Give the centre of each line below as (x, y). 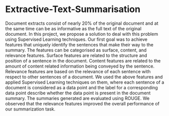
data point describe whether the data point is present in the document (78, 93)
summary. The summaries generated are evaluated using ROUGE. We (77, 98)
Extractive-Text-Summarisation (73, 9)
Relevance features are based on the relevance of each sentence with (78, 71)
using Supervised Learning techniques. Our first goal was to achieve (76, 39)
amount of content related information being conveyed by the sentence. (80, 66)
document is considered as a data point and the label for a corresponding (81, 87)
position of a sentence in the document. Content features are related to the (83, 61)
